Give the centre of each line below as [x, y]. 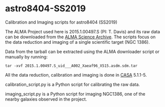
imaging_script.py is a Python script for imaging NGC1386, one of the [75, 94]
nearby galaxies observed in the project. [46, 99]
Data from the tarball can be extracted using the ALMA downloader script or [82, 52]
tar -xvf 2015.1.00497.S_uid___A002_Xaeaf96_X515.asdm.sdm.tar [71, 66]
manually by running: [26, 56]
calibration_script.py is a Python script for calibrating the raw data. [73, 84]
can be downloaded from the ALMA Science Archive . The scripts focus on [81, 37]
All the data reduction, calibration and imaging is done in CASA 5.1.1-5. [76, 75]
